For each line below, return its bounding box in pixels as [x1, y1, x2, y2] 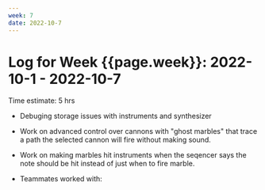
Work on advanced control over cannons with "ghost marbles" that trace [19, 127, 258, 136]
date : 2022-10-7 [8, 19, 62, 27]
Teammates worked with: [19, 174, 103, 184]
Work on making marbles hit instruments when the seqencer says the [19, 150, 248, 160]
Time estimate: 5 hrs [8, 96, 75, 105]
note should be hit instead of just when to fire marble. [19, 159, 195, 169]
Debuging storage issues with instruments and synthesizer [19, 112, 212, 121]
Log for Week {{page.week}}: [8, 53, 208, 71]
